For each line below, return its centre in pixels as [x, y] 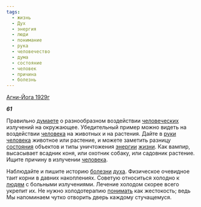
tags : [13, 12]
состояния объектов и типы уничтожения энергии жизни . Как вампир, [98, 147]
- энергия [24, 29]
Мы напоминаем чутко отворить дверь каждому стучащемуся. [89, 197]
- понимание [27, 40]
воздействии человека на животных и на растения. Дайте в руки [91, 134]
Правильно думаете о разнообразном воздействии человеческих [93, 121]
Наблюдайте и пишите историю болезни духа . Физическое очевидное [98, 172]
